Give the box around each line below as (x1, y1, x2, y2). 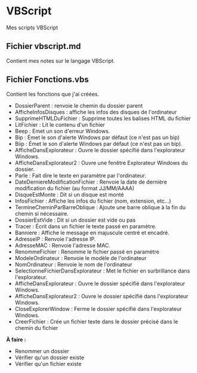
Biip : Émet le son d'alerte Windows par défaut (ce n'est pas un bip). (14, 140, 183, 147)
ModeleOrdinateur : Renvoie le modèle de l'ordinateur (14, 254, 147, 261)
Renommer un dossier (14, 347, 70, 354)
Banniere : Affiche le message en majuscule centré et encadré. (14, 229, 170, 236)
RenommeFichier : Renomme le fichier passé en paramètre (14, 248, 159, 255)
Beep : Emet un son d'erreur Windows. (14, 127, 110, 134)
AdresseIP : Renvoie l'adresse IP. (14, 235, 96, 243)
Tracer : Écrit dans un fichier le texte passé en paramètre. (14, 222, 157, 230)
